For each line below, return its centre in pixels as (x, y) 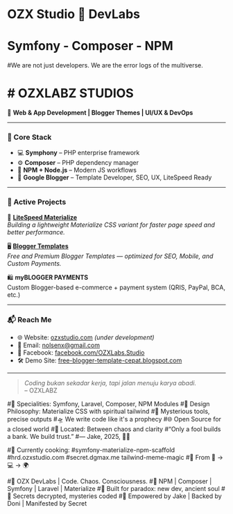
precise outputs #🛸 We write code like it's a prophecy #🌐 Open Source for (114, 419)
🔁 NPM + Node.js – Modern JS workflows (77, 170)
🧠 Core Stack (29, 137)
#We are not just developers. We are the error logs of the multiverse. (105, 65)
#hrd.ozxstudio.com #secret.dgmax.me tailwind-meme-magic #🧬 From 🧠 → (115, 457)
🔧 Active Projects (37, 202)
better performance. (36, 232)
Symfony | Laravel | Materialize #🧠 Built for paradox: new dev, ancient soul (113, 488)
